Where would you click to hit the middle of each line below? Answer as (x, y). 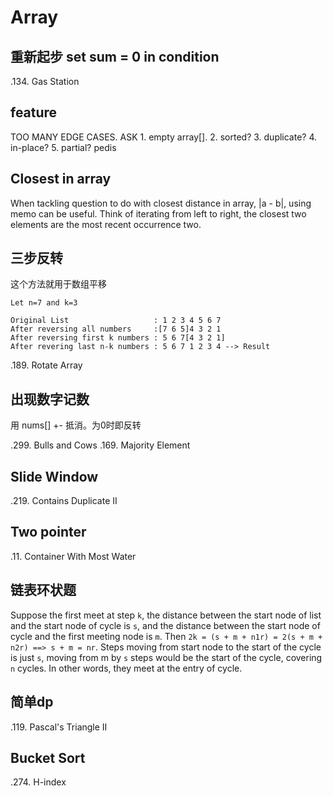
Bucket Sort (48, 757)
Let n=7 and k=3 (44, 303)
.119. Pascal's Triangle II (59, 727)
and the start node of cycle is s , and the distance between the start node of (165, 625)
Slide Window (54, 476)
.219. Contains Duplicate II (64, 501)
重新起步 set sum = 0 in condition (115, 56)
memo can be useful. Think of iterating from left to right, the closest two (158, 213)
